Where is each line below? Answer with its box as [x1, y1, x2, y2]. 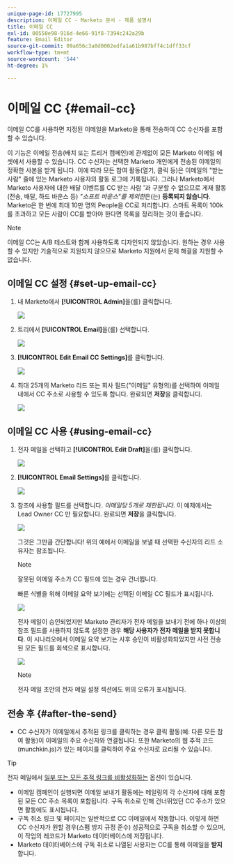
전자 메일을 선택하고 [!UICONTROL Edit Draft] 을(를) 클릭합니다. [17, 445, 193, 454]
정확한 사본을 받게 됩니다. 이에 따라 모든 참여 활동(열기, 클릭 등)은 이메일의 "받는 [7, 165, 224, 174]
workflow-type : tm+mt [7, 50, 70, 57]
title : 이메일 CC [7, 23, 54, 30]
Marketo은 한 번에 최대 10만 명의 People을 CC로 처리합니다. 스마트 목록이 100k [7, 200, 224, 209]
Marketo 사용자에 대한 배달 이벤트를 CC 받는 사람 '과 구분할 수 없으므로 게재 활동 [7, 183, 227, 192]
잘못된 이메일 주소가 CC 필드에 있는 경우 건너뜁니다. [17, 575, 159, 583]
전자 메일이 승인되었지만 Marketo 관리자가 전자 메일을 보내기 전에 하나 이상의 [17, 618, 227, 626]
